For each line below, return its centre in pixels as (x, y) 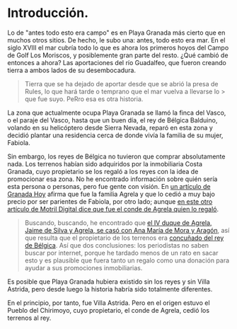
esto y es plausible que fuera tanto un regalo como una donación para (127, 260)
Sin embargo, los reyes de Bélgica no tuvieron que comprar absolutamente (116, 156)
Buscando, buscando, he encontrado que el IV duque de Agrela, (118, 223)
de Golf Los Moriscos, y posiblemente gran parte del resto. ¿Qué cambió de (118, 55)
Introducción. (48, 13)
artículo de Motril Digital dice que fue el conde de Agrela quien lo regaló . (113, 209)
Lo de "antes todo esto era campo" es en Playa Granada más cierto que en (116, 33)
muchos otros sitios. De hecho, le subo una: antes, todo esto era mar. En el (116, 40)
